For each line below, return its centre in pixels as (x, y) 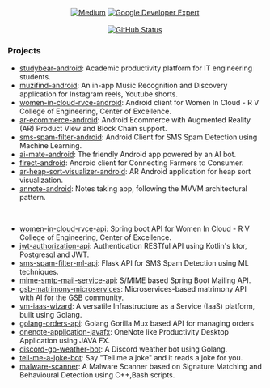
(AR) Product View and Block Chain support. (93, 129)
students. (35, 77)
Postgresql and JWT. (54, 254)
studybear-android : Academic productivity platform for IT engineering (136, 68)
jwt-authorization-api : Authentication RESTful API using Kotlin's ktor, (133, 246)
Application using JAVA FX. (65, 341)
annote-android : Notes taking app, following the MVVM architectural (133, 189)
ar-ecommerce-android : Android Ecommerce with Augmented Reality (135, 120)
